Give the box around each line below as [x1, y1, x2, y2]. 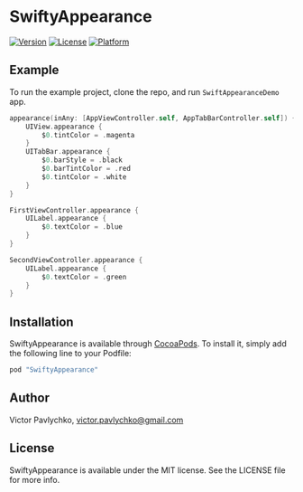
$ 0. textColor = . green [41, 272, 127, 281]
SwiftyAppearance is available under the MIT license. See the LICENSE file [9, 464, 286, 476]
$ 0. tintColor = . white [41, 172, 127, 182]
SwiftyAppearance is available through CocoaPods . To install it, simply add [9, 338, 287, 349]
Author [9, 391, 50, 406]
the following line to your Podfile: [9, 348, 133, 359]
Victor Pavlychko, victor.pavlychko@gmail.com [9, 414, 184, 425]
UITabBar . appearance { [25, 147, 111, 156]
